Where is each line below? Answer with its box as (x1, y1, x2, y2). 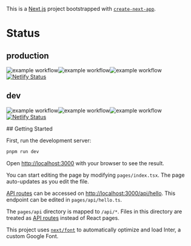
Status (6, 27, 41, 40)
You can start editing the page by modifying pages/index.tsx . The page (6, 171, 185, 179)
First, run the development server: (6, 137, 92, 144)
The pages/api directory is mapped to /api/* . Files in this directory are (6, 208, 183, 215)
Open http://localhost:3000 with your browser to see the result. (6, 159, 165, 166)
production (6, 50, 50, 61)
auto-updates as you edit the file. (6, 177, 89, 185)
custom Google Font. (6, 232, 59, 239)
